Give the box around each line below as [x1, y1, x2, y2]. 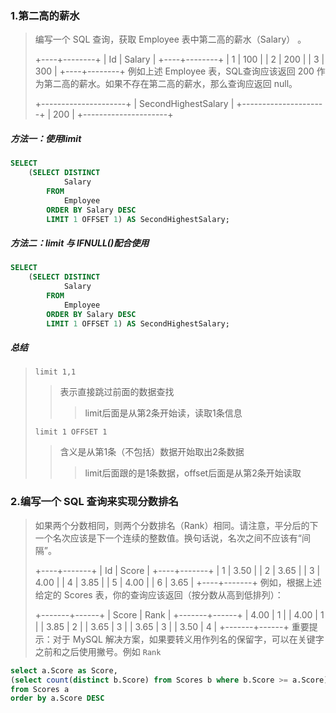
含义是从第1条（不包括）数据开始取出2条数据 [59, 446, 245, 458]
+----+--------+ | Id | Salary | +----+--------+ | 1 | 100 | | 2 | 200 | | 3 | [34, 53, 325, 66]
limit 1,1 [34, 367, 77, 377]
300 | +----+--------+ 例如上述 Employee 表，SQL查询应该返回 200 [34, 65, 315, 77]
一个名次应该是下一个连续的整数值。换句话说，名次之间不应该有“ [34, 532, 302, 544]
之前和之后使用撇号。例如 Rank [34, 645, 162, 657]
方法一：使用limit [10, 132, 82, 144]
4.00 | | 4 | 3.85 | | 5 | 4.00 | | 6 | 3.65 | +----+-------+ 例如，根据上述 [34, 576, 322, 588]
